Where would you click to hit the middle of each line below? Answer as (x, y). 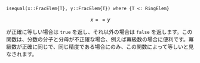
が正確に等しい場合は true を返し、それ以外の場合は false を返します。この (99, 32)
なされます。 (22, 54)
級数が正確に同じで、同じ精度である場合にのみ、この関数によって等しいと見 (100, 47)
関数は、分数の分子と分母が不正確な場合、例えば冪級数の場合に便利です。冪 (100, 39)
